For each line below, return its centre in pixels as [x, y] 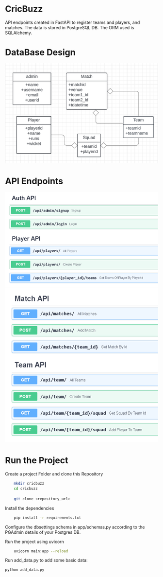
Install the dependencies [30, 508]
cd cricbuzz [26, 489]
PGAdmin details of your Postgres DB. [43, 532]
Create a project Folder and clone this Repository [54, 474]
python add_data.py [25, 570]
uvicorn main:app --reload [41, 551]
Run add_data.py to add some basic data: [47, 560]
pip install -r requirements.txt [48, 518]
